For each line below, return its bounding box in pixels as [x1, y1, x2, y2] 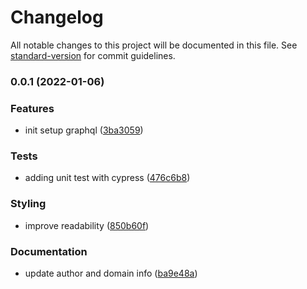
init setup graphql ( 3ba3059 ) [24, 124, 144, 136]
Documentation [10, 244, 88, 258]
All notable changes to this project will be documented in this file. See [10, 39, 298, 51]
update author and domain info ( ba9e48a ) [24, 267, 198, 280]
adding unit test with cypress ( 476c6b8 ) [24, 172, 191, 184]
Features [10, 101, 55, 115]
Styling [10, 197, 47, 211]
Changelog [10, 6, 104, 29]
